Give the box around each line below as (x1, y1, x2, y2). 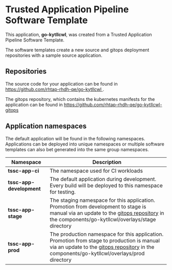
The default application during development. (49, 175, 157, 182)
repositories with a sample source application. (5, 52, 102, 58)
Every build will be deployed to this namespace (49, 182, 163, 189)
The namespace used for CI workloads (49, 167, 143, 174)
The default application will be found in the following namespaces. (5, 135, 145, 141)
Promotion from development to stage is (49, 203, 146, 210)
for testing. (49, 188, 76, 195)
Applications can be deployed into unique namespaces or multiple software (5, 141, 165, 147)
